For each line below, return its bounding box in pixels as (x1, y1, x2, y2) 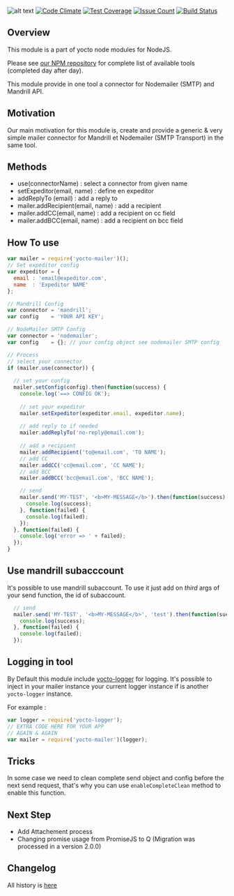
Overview (7, 27, 51, 38)
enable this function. (7, 789, 66, 797)
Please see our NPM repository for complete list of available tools (7, 59, 195, 67)
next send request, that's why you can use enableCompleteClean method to (7, 782, 221, 790)
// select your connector (7, 358, 82, 365)
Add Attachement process (17, 828, 93, 835)
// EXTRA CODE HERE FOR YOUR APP (7, 723, 104, 730)
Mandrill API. (7, 87, 44, 96)
